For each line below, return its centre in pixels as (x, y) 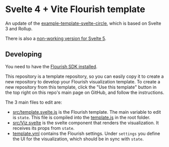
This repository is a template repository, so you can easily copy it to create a (84, 76)
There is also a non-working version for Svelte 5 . (56, 38)
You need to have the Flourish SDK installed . (51, 66)
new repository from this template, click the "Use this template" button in (81, 87)
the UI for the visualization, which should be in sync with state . (78, 139)
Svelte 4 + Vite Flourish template (75, 9)
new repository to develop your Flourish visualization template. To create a (83, 81)
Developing (23, 54)
